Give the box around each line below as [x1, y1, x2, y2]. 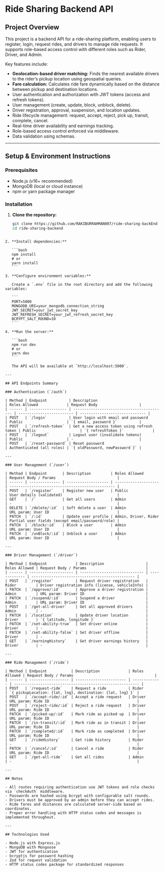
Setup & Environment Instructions [5, 152, 110, 161]
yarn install [11, 260, 38, 266]
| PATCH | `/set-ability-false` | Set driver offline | [5, 630, 148, 635]
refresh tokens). [12, 97, 45, 103]
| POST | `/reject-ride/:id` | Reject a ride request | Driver [5, 703, 146, 708]
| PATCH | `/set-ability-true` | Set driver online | [5, 621, 148, 627]
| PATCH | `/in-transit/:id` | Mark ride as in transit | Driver [5, 720, 146, 725]
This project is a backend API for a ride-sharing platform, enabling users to [5, 36, 156, 42]
